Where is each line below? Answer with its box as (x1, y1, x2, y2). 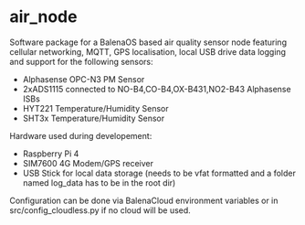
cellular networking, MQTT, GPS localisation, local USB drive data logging (9, 46, 286, 57)
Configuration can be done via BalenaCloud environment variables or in (9, 195, 279, 206)
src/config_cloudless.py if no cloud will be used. (9, 204, 192, 216)
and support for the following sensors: (9, 56, 153, 67)
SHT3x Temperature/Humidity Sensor (22, 112, 165, 123)
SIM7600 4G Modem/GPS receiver (22, 157, 153, 168)
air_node (9, 6, 78, 27)
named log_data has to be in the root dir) (22, 177, 176, 188)
